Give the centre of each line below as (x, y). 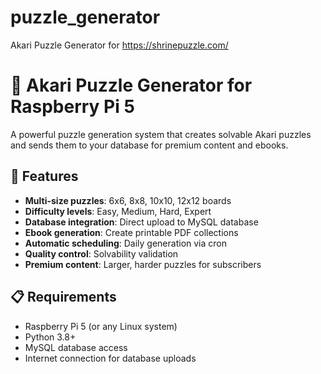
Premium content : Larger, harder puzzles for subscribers (143, 264)
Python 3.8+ (50, 337)
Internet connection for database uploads (110, 358)
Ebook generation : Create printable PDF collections (131, 232)
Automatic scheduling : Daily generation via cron (125, 243)
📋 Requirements (63, 297)
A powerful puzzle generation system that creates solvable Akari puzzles (161, 134)
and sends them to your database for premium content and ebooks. (149, 145)
